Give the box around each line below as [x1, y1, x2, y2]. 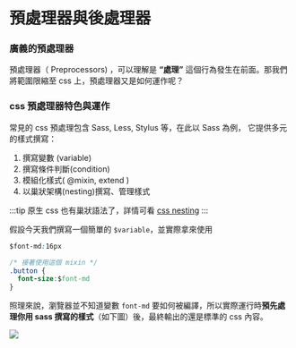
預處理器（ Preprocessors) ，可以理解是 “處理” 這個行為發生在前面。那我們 [9, 64, 289, 75]
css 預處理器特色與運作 [9, 100, 110, 113]
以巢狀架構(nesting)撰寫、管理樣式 [22, 185, 151, 197]
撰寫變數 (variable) [22, 152, 92, 163]
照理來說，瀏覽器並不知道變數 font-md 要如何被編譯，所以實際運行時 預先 [9, 301, 278, 311]
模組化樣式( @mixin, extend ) [22, 174, 130, 185]
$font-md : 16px [9, 242, 63, 250]
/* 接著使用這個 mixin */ [9, 258, 99, 267]
